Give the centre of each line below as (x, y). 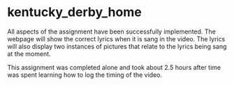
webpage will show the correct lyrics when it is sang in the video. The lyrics (116, 38)
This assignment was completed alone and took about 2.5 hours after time (114, 67)
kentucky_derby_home (74, 12)
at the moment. (29, 54)
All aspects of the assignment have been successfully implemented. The (112, 31)
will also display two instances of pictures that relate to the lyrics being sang (117, 46)
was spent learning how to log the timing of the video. (85, 75)
